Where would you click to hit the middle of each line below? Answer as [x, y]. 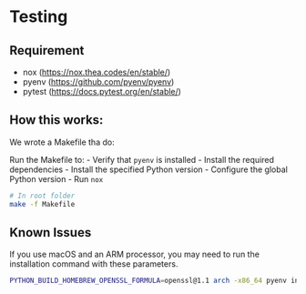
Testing [39, 17]
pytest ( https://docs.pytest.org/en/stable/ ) [102, 91]
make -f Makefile [42, 204]
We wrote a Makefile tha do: [62, 142]
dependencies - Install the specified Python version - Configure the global [149, 169]
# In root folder [42, 196]
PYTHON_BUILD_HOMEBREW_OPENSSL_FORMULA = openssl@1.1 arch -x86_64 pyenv [148, 281]
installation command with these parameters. [94, 264]
